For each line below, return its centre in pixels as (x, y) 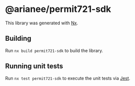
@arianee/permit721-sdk (58, 9)
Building (18, 39)
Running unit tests (34, 66)
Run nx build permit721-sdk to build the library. (54, 50)
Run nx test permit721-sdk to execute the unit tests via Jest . (68, 78)
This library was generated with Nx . (42, 23)
